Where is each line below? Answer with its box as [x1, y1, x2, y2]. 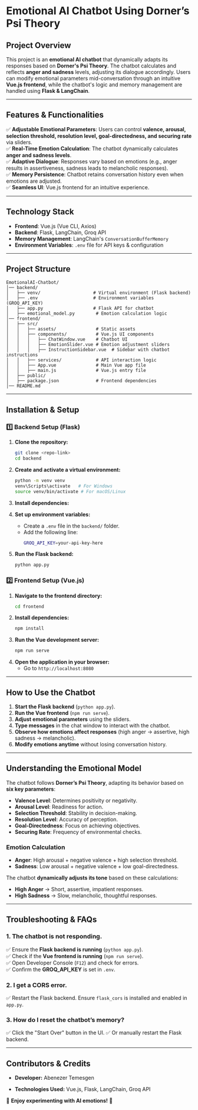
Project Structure [6, 264, 71, 274]
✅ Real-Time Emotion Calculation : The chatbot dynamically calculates [6, 145, 179, 152]
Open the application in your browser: [14, 658, 110, 666]
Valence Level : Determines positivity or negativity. [14, 797, 137, 804]
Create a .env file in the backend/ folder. [23, 522, 120, 529]
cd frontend [14, 603, 44, 610]
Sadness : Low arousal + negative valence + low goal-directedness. [14, 863, 179, 870]
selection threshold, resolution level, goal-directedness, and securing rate [6, 132, 192, 140]
